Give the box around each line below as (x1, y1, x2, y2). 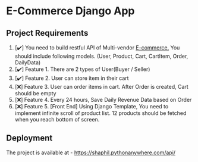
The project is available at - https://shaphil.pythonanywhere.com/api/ (6, 149, 176, 156)
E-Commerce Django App (6, 4, 135, 18)
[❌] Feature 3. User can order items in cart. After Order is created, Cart (14, 83, 188, 90)
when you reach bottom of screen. (14, 116, 100, 123)
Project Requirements (6, 28, 89, 38)
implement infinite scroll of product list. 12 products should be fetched (14, 110, 187, 117)
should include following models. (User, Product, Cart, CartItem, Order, (14, 52, 188, 60)
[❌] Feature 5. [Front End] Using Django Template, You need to (14, 103, 169, 110)
